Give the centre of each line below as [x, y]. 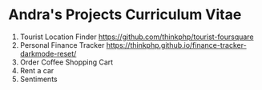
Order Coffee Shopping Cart [67, 62]
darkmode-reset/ [48, 53]
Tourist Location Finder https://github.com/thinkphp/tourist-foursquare [137, 37]
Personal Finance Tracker [62, 45]
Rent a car [37, 70]
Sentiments [38, 79]
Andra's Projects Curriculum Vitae [125, 15]
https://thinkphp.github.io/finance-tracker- [176, 45]
